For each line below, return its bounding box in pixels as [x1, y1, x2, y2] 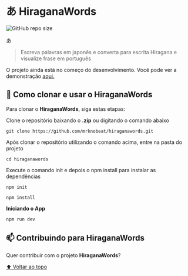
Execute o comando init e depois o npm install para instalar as [6, 166, 156, 173]
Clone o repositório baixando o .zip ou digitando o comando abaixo [6, 117, 169, 124]
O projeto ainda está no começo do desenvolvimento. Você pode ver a [6, 66, 177, 73]
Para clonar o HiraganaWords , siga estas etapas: [6, 105, 125, 112]
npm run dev [6, 216, 35, 222]
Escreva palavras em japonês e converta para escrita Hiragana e [20, 48, 177, 55]
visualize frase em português [20, 55, 91, 62]
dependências [6, 173, 41, 180]
